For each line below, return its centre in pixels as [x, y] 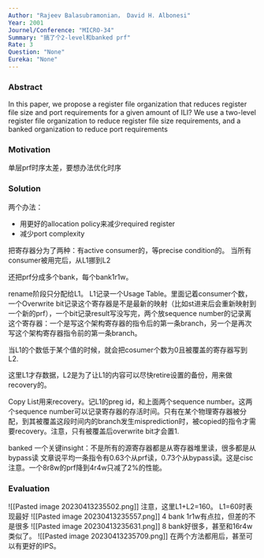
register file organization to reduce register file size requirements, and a [125, 121]
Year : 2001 [26, 23]
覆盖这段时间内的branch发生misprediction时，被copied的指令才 [146, 421]
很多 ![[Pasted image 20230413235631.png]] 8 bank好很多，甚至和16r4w [134, 526]
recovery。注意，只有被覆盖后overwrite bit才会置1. [97, 431]
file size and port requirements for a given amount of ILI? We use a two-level [132, 113]
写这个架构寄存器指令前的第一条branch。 [75, 333]
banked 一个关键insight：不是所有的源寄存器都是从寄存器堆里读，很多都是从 [132, 448]
